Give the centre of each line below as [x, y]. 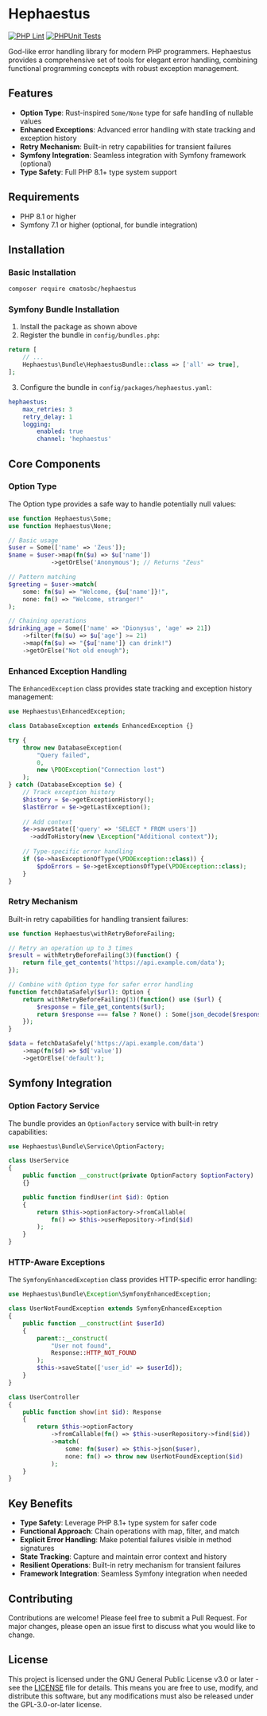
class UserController [44, 1397]
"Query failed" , [64, 755]
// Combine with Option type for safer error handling [101, 985]
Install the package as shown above [78, 327]
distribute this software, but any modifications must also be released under [131, 1696]
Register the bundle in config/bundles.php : [90, 335]
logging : [37, 424]
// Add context [48, 822]
